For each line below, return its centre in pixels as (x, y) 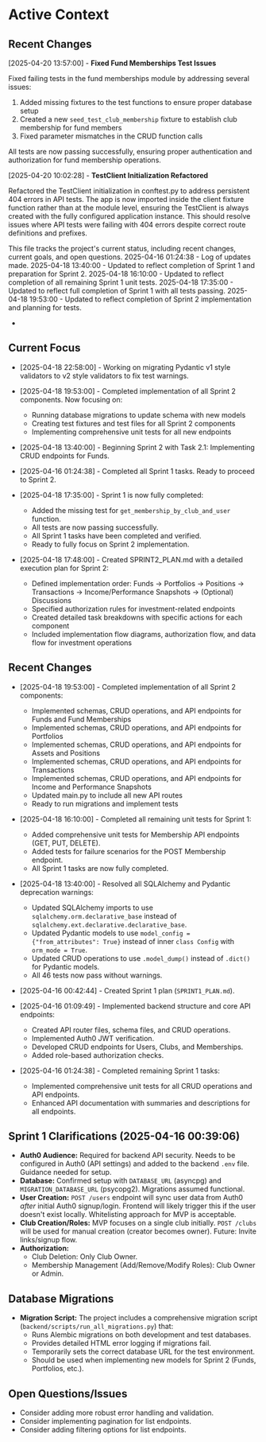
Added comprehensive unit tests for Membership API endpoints (135, 834)
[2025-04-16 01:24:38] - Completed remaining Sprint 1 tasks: (120, 1071)
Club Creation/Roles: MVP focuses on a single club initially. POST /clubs (138, 1223)
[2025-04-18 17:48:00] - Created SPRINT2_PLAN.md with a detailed (131, 559)
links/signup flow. (48, 1240)
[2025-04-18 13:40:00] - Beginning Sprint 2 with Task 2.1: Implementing (137, 447)
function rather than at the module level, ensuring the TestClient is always (129, 208)
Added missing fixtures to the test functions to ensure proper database (136, 102)
